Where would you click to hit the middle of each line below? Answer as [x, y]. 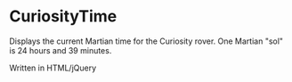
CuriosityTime [63, 16]
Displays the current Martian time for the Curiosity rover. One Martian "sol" [146, 41]
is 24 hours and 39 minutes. [61, 50]
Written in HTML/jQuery [53, 68]
